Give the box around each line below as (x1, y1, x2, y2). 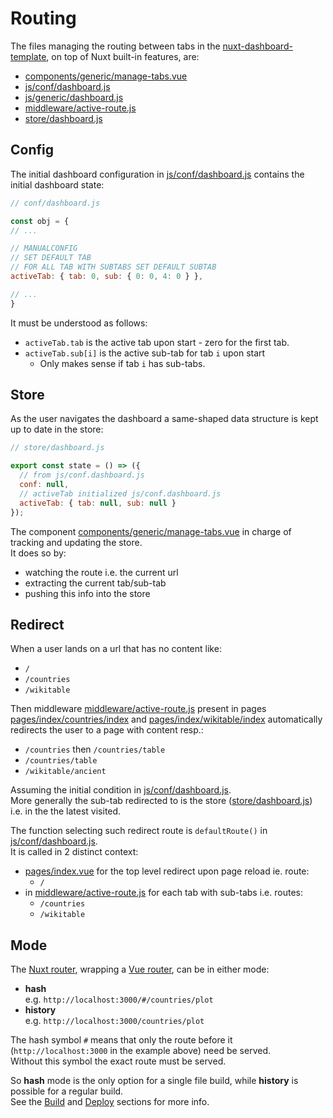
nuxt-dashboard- (222, 40, 293, 52)
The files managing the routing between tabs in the (10, 40, 221, 52)
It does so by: (10, 547, 67, 559)
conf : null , (19, 480, 70, 490)
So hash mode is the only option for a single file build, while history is (10, 1075, 299, 1087)
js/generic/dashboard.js (24, 91, 124, 103)
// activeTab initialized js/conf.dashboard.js (19, 488, 222, 499)
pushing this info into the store (24, 587, 151, 599)
